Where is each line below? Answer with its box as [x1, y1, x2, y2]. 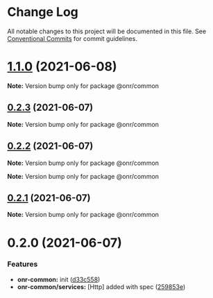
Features [7, 259, 38, 269]
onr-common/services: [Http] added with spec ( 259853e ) [17, 282, 186, 291]
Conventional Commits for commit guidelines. [7, 34, 137, 42]
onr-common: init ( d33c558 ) [17, 275, 101, 283]
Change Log [7, 4, 78, 20]
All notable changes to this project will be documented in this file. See [7, 27, 207, 35]
